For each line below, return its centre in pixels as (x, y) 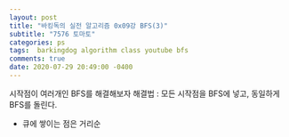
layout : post (33, 17)
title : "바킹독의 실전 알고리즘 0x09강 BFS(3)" (89, 26)
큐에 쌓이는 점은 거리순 (61, 123)
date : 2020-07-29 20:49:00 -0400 (71, 68)
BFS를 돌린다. (33, 104)
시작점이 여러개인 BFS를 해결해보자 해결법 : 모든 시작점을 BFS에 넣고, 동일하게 (144, 93)
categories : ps (37, 42)
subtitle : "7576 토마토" (52, 34)
